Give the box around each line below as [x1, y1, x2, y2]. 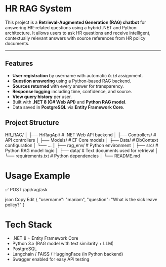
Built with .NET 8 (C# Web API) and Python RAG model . [12, 99, 127, 105]
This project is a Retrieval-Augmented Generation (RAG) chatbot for [5, 19, 147, 25]
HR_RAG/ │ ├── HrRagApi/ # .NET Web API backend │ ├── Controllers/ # [5, 132, 157, 138]
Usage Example [5, 170, 71, 181]
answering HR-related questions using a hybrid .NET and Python [5, 24, 137, 30]
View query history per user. [12, 94, 72, 100]
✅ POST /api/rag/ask [5, 186, 48, 192]
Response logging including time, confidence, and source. [12, 88, 132, 94]
